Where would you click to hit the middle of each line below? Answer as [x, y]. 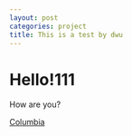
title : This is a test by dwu [66, 34]
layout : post [34, 18]
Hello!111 [42, 79]
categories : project [48, 26]
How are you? [35, 104]
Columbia [27, 122]
